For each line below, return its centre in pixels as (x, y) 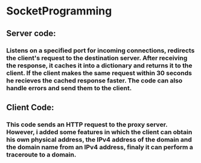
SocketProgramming (59, 11)
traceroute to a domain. (41, 155)
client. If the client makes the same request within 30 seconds (99, 73)
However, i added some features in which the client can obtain (99, 132)
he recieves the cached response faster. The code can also (94, 81)
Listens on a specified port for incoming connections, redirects (101, 51)
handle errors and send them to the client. (69, 88)
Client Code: (30, 107)
